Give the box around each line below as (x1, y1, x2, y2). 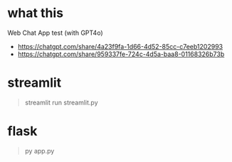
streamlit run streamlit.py (24, 98, 98, 107)
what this (7, 5, 64, 21)
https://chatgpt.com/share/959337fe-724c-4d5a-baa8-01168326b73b (17, 50, 225, 58)
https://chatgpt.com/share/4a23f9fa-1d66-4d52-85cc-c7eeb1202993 (17, 42, 223, 50)
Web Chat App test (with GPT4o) (7, 28, 103, 37)
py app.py (24, 146, 55, 155)
